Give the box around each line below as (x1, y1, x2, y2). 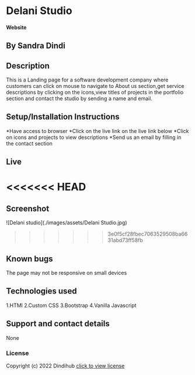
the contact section (6, 139, 53, 147)
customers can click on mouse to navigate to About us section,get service (6, 82, 184, 89)
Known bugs (6, 254, 54, 264)
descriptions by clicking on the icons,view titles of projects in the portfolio (6, 88, 184, 96)
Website (6, 23, 27, 30)
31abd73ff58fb (107, 237, 143, 244)
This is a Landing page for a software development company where (6, 76, 169, 83)
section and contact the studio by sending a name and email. (6, 95, 153, 102)
